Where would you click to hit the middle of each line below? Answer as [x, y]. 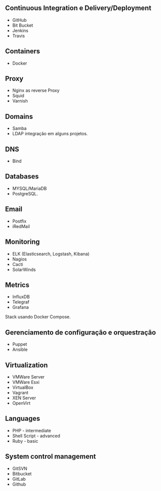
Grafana [20, 307]
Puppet [19, 344]
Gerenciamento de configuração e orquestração [80, 332]
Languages [23, 419]
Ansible [20, 349]
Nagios [19, 259]
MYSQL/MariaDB [30, 188]
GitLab [19, 479]
